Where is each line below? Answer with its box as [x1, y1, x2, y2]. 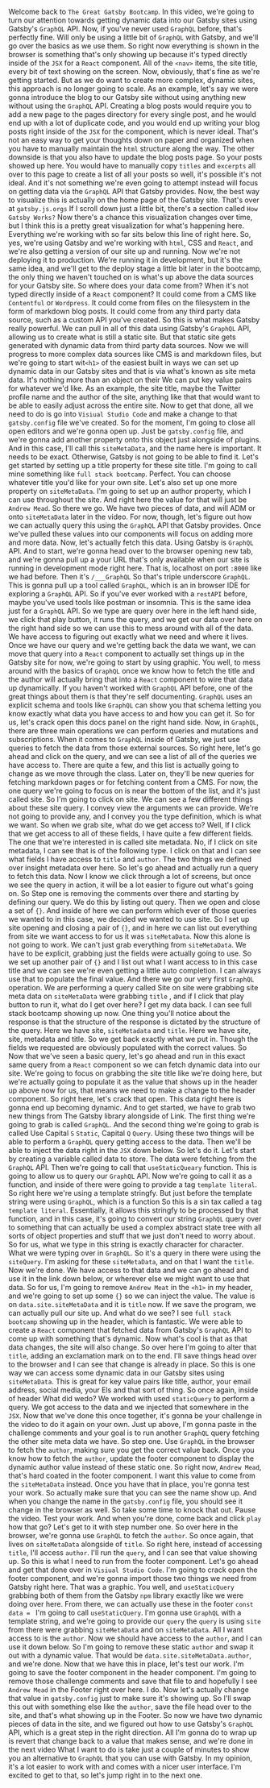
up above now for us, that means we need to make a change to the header [8, 1085, 255, 1095]
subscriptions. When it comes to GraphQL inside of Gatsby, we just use [8, 735, 240, 744]
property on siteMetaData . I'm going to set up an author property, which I [8, 487, 251, 496]
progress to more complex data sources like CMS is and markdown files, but [8, 350, 262, 359]
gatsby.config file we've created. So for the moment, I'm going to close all [8, 418, 255, 427]
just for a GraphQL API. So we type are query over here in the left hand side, [8, 606, 256, 616]
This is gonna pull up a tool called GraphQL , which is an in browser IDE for [8, 580, 250, 590]
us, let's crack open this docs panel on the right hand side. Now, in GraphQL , [8, 717, 260, 727]
